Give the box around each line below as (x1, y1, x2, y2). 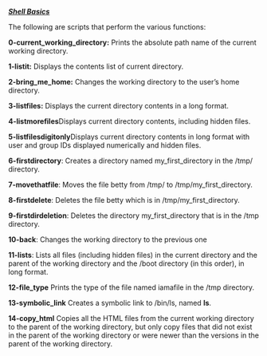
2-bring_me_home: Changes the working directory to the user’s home (8, 77, 240, 86)
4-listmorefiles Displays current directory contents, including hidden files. (8, 117, 251, 126)
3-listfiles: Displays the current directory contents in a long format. (8, 101, 230, 110)
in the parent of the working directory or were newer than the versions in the (8, 330, 260, 340)
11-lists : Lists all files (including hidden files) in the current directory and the (8, 251, 257, 259)
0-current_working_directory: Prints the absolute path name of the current (8, 38, 257, 47)
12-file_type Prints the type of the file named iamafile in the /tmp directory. (8, 283, 255, 292)
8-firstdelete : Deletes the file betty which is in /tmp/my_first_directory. (8, 196, 241, 204)
